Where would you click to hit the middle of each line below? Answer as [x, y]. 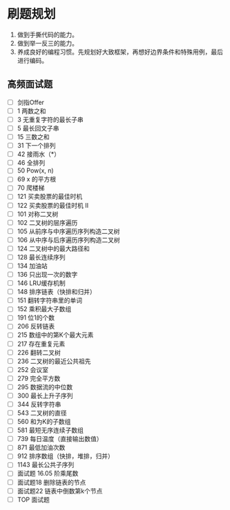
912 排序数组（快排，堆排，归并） [65, 456]
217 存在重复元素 [41, 344]
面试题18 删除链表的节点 [51, 482]
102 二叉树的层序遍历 [47, 222]
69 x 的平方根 [37, 179]
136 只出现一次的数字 [47, 274]
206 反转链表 [36, 326]
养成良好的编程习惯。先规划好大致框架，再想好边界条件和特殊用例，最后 [120, 52]
